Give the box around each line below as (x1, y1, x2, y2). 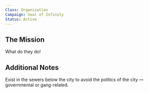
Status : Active (5, 17, 37, 22)
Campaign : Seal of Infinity (5, 12, 64, 17)
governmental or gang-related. (5, 82, 69, 88)
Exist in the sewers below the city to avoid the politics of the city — (5, 76, 144, 82)
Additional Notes (5, 63, 59, 72)
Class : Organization (5, 7, 49, 13)
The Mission (5, 35, 45, 44)
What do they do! (5, 49, 41, 55)
